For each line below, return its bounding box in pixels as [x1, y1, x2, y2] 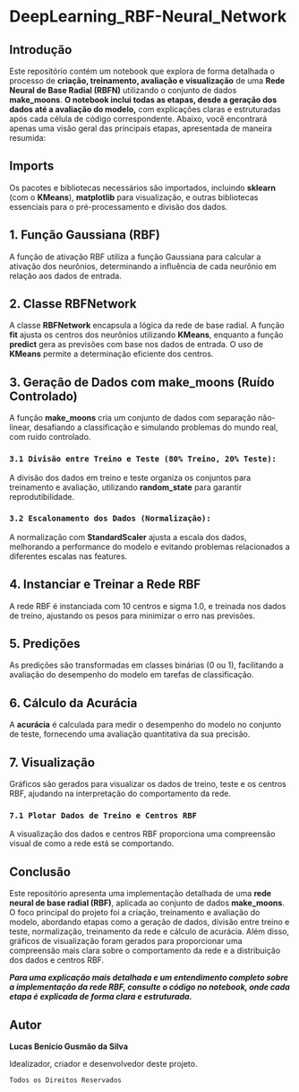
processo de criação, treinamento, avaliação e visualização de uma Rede [9, 75, 286, 86]
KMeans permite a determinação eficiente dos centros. [9, 348, 214, 360]
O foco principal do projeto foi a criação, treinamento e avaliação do [9, 907, 261, 918]
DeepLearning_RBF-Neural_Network [9, 6, 287, 27]
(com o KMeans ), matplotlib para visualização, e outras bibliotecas [9, 191, 259, 203]
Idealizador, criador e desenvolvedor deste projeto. [9, 1059, 198, 1070]
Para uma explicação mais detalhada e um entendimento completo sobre [9, 972, 289, 983]
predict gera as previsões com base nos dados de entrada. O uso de [9, 339, 264, 350]
